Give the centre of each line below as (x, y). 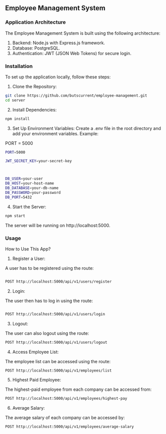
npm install (17, 119)
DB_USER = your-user (24, 179)
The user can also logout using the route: (47, 333)
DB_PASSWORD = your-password (33, 192)
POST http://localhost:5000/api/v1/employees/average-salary (70, 427)
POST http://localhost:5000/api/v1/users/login (55, 314)
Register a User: (29, 258)
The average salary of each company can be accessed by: (65, 418)
